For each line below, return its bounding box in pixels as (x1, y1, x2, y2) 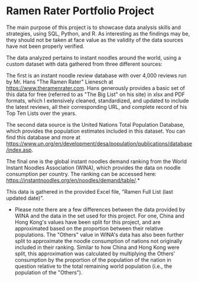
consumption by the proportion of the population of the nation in (14, 256, 171, 263)
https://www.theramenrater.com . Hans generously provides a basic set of (6, 84, 185, 91)
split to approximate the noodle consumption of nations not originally (14, 237, 183, 244)
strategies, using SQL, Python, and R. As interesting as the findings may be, (6, 30, 190, 37)
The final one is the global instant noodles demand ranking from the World (6, 158, 187, 165)
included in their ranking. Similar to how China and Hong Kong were (14, 243, 180, 251)
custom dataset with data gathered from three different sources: (6, 60, 163, 68)
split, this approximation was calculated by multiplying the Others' (14, 250, 176, 257)
